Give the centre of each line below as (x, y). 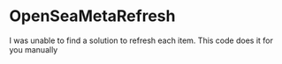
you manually (34, 49)
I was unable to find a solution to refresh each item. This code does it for (141, 40)
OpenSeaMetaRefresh (92, 16)
